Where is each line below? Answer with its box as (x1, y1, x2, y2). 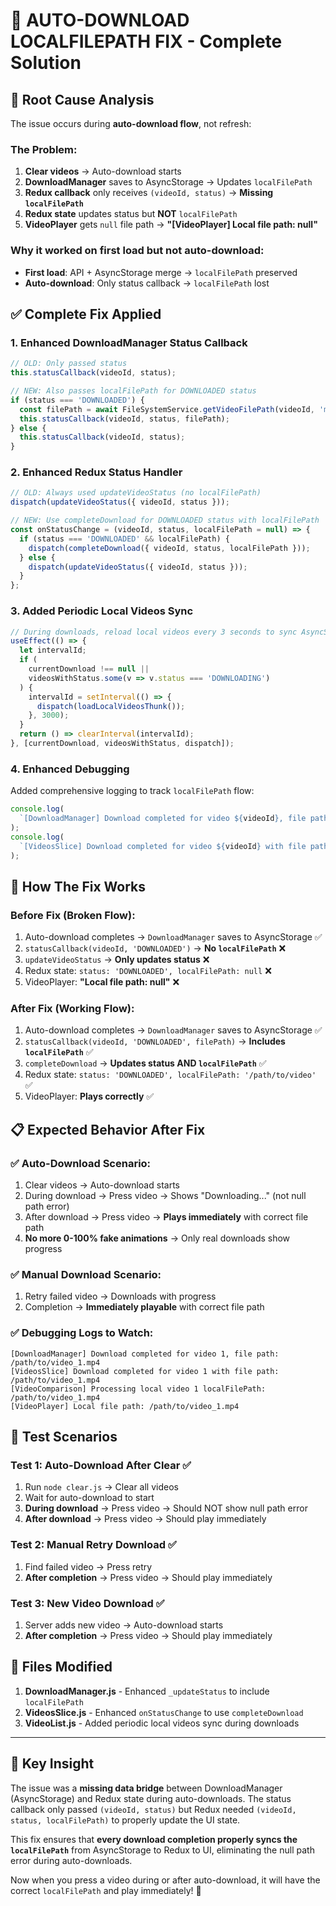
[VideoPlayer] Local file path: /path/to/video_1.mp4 (10, 1401, 240, 1411)
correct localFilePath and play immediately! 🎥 (10, 1884, 202, 1896)
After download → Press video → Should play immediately (24, 1513, 267, 1525)
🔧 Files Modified (10, 1659, 113, 1676)
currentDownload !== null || (28, 664, 150, 674)
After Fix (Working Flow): (10, 1002, 135, 1016)
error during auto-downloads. (10, 1854, 133, 1866)
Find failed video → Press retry (24, 1560, 153, 1573)
